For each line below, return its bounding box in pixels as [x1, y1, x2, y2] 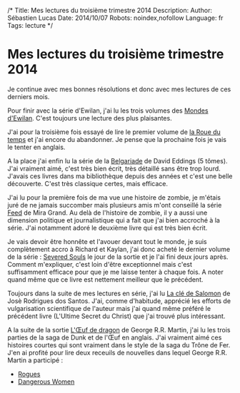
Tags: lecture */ [7, 21, 54, 29]
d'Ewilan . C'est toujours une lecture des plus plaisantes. [7, 113, 173, 122]
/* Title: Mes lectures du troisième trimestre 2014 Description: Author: [7, 6, 213, 14]
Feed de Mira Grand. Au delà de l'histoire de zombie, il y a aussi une [7, 208, 208, 217]
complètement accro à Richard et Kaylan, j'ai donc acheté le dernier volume [7, 245, 231, 253]
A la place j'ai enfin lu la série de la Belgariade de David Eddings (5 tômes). [7, 156, 228, 165]
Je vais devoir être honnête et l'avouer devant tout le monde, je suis [7, 237, 207, 245]
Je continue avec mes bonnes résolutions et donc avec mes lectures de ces [7, 85, 231, 93]
